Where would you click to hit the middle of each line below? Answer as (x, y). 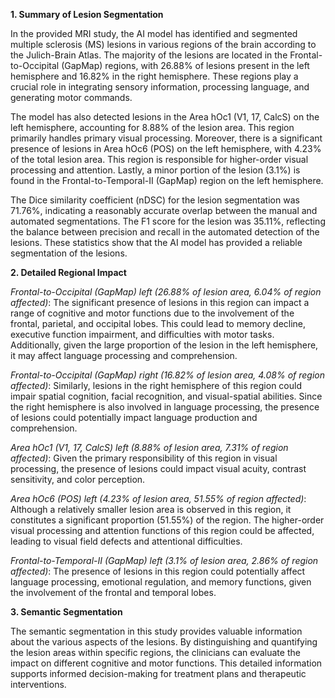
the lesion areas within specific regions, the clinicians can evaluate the (155, 652)
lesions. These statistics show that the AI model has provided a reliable (156, 242)
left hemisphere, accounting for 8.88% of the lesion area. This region (152, 127)
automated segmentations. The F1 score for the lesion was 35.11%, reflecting (168, 221)
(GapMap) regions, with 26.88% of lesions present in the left (185, 65)
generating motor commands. (71, 97)
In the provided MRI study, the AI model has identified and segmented (154, 33)
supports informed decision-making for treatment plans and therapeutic (158, 673)
